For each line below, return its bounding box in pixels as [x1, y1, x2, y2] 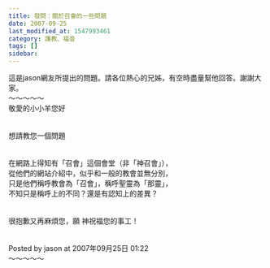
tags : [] [8, 42, 38, 50]
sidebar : [8, 50, 38, 58]
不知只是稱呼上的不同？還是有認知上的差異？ [8, 188, 159, 198]
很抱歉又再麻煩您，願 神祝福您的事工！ [8, 216, 139, 226]
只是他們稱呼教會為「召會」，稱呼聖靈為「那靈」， [8, 179, 172, 188]
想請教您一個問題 [8, 131, 66, 140]
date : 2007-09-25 [8, 19, 67, 28]
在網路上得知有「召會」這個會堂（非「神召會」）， [8, 158, 172, 167]
